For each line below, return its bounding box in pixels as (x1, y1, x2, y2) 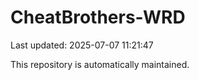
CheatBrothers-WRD (10, 6, 186, 29)
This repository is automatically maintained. (10, 58, 190, 70)
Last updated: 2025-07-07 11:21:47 (10, 39, 154, 51)
